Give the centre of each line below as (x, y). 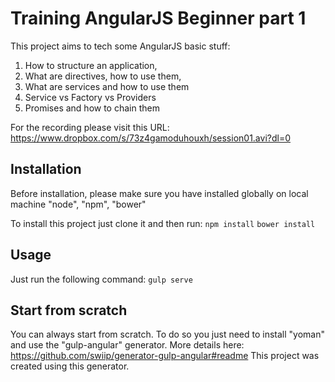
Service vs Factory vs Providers (90, 97)
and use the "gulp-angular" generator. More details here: (127, 345)
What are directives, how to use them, (103, 76)
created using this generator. (70, 366)
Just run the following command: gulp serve (101, 279)
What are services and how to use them (107, 86)
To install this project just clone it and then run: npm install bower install (163, 223)
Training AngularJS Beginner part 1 (158, 18)
